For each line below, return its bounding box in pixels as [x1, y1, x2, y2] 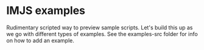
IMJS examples [6, 4, 85, 18]
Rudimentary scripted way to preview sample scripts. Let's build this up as [6, 24, 193, 31]
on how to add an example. [6, 37, 74, 44]
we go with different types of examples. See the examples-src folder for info [6, 30, 198, 37]
